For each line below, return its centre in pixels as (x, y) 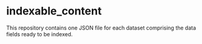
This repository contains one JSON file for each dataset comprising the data (101, 28)
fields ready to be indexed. (40, 34)
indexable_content (54, 11)
